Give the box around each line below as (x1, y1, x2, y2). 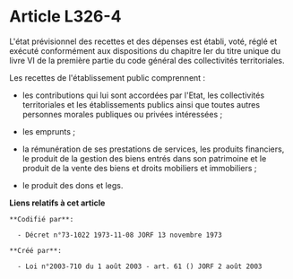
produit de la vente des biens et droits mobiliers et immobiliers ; (22, 162, 257, 173)
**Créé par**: (9, 246, 63, 255)
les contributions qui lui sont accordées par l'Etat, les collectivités (22, 90, 265, 100)
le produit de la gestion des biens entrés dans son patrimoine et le (22, 153, 267, 163)
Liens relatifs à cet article (9, 197, 106, 208)
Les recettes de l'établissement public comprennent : (9, 72, 206, 83)
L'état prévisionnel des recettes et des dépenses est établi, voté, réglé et (9, 36, 278, 47)
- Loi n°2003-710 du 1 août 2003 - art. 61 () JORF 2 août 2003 (17, 262, 263, 271)
